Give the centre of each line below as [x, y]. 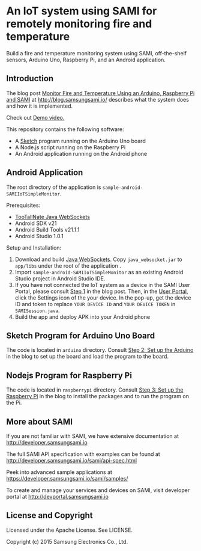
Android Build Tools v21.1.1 [47, 229]
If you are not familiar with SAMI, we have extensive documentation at [92, 436]
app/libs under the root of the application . [68, 265]
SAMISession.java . [37, 310]
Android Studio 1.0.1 [39, 236]
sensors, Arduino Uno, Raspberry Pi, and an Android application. [86, 60]
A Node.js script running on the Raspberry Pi [70, 147]
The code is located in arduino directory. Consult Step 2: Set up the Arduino [100, 350]
